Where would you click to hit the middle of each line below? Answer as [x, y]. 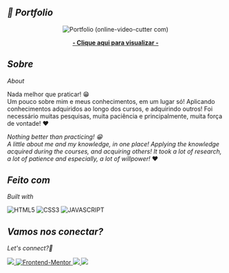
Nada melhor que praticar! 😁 [48, 94]
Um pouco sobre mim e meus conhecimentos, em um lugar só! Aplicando [111, 101]
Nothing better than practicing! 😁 [55, 136]
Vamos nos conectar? [55, 231]
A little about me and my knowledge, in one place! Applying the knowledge [113, 144]
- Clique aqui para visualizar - [116, 43]
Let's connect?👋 [30, 248]
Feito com [29, 181]
